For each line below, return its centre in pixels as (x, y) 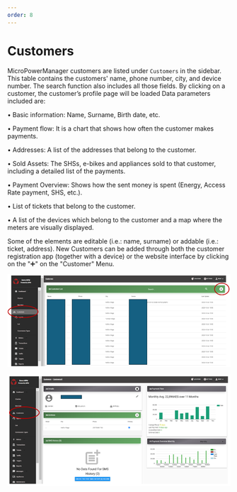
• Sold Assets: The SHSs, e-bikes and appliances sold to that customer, (112, 163)
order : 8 (20, 15)
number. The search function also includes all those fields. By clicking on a (116, 86)
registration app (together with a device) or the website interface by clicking (118, 256)
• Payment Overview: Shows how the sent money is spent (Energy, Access (116, 185)
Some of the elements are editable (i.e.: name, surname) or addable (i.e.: (113, 241)
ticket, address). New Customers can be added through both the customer (116, 248)
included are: (27, 101)
